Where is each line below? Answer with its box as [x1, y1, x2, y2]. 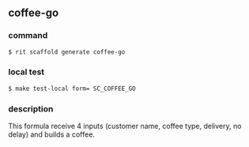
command [8, 30, 48, 41]
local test [8, 66, 45, 77]
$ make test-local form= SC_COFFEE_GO [8, 85, 136, 92]
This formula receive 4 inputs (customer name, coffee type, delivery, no [8, 122, 242, 131]
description [8, 103, 54, 114]
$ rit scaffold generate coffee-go [8, 47, 126, 56]
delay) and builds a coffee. [8, 130, 95, 139]
